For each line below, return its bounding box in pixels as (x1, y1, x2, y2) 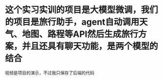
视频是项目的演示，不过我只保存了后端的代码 (5, 70, 95, 76)
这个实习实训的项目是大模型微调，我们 (5, 4, 159, 16)
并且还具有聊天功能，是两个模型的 (22, 41, 159, 52)
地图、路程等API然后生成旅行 (22, 29, 138, 40)
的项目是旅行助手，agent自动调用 (5, 16, 140, 28)
